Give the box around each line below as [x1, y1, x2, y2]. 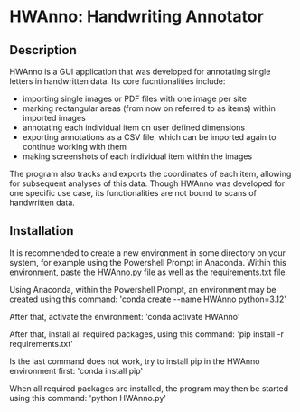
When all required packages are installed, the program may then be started [9, 382, 289, 394]
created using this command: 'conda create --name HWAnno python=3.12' [9, 294, 287, 304]
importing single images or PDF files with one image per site [22, 93, 247, 104]
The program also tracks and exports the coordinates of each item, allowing [9, 169, 292, 179]
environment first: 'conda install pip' [9, 365, 144, 376]
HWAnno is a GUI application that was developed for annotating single [9, 66, 271, 77]
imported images [22, 113, 86, 123]
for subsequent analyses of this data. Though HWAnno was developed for [9, 178, 286, 189]
